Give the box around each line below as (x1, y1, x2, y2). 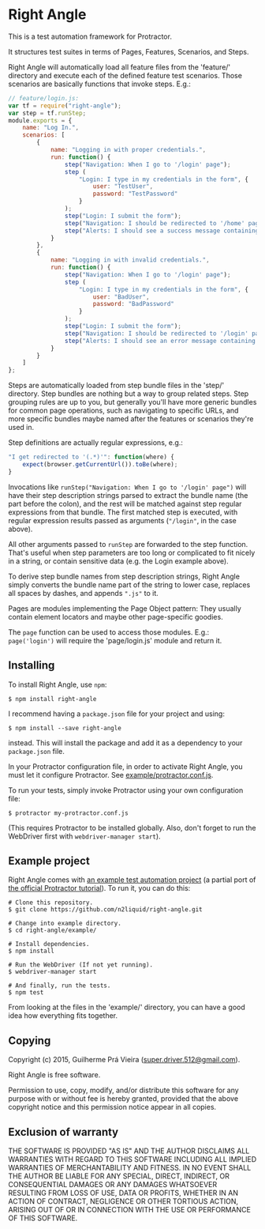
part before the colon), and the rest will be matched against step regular (8, 499, 242, 508)
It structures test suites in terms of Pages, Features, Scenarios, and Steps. (8, 47, 249, 56)
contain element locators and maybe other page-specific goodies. (8, 612, 223, 621)
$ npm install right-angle (8, 695, 97, 703)
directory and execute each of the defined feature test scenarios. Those (8, 70, 243, 80)
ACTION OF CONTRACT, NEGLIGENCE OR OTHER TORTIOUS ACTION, (8, 1197, 239, 1206)
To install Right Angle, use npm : (8, 680, 107, 689)
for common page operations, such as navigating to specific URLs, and (8, 405, 239, 416)
